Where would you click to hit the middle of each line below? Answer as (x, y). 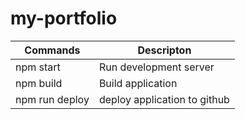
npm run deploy (52, 99)
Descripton (164, 50)
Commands (52, 50)
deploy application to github (164, 99)
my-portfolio (64, 18)
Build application (138, 83)
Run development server (156, 67)
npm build (39, 83)
